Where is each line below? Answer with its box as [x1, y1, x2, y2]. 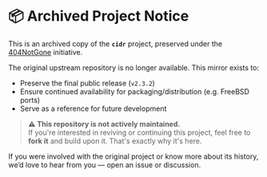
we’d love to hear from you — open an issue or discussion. [8, 159, 201, 169]
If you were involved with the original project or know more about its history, [8, 151, 259, 161]
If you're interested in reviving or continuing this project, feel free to [27, 128, 251, 137]
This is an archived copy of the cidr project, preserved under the [8, 38, 222, 49]
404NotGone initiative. [8, 47, 83, 57]
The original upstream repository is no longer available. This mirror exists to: [8, 62, 260, 73]
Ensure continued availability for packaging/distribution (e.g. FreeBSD [19, 86, 250, 96]
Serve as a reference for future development [19, 104, 167, 113]
